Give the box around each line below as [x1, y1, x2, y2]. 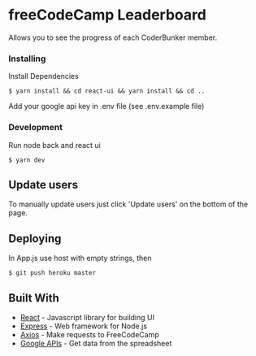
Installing [8, 53, 46, 64]
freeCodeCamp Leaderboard [8, 6, 207, 24]
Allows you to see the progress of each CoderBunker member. [8, 33, 218, 42]
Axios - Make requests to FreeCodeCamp [20, 329, 160, 339]
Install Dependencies [8, 72, 79, 81]
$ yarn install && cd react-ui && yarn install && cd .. [8, 87, 206, 95]
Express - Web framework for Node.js [20, 321, 148, 331]
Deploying [8, 232, 62, 245]
